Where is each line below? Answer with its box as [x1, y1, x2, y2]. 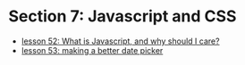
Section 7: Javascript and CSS [8, 6, 237, 27]
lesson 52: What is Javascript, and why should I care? [21, 36, 220, 46]
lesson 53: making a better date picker [21, 45, 164, 55]
